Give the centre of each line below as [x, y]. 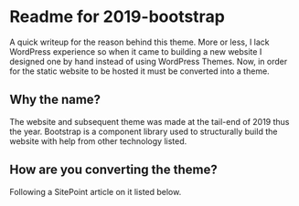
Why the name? [55, 100]
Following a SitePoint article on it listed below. [96, 191]
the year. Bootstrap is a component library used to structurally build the [144, 131]
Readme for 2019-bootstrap [117, 17]
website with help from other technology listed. [98, 141]
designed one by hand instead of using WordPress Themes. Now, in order [149, 61]
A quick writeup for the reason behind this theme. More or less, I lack [139, 42]
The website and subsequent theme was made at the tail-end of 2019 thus [149, 121]
